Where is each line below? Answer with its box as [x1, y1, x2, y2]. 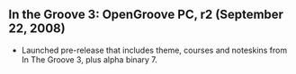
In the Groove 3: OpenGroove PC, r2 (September [8, 7, 284, 22]
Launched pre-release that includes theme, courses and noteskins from [21, 45, 288, 55]
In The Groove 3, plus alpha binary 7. [21, 53, 158, 65]
